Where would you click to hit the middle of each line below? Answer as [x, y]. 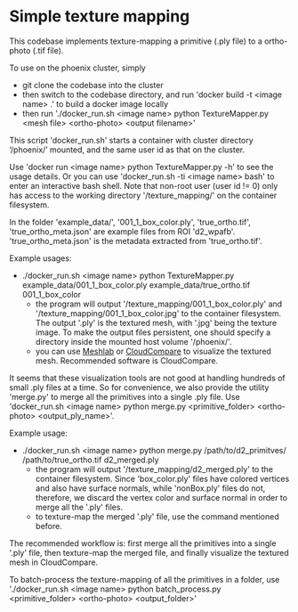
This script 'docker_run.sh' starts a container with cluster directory [131, 140]
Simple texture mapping [100, 16]
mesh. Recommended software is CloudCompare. [127, 360]
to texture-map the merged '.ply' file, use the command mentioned [157, 516]
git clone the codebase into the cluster [93, 85]
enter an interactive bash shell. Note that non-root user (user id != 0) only [144, 185]
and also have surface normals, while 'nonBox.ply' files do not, [150, 488]
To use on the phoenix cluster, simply [78, 68]
